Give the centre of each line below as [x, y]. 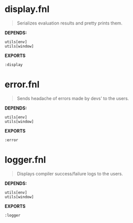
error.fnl [22, 85]
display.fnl [27, 9]
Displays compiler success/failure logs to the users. [70, 173]
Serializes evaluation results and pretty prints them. [69, 23]
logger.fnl [25, 160]
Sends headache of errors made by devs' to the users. [73, 98]
